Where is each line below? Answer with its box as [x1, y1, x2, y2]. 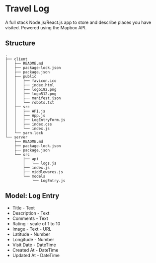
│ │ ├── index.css [5, 122, 52, 127]
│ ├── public [5, 74, 37, 79]
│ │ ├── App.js [5, 113, 46, 118]
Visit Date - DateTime [12, 242, 56, 248]
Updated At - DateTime [12, 252, 60, 258]
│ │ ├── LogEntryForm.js [5, 117, 66, 122]
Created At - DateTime [12, 247, 59, 253]
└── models [23, 174, 46, 179]
